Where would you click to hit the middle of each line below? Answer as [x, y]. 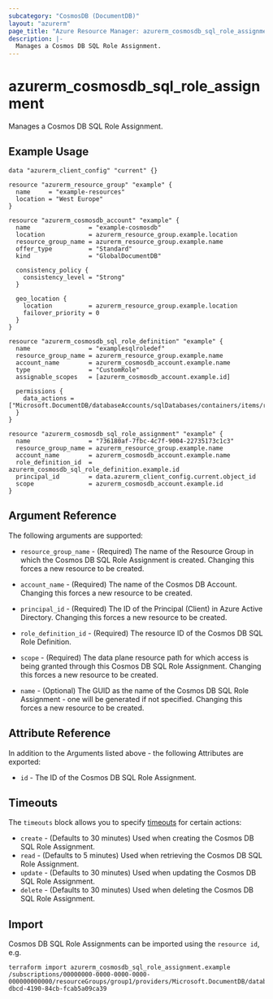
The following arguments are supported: [76, 535]
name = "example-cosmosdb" [89, 227]
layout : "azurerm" [39, 24]
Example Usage [49, 152]
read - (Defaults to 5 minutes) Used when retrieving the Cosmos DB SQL [141, 856]
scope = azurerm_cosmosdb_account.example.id [119, 484]
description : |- [36, 39]
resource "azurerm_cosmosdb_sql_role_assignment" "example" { [116, 434]
